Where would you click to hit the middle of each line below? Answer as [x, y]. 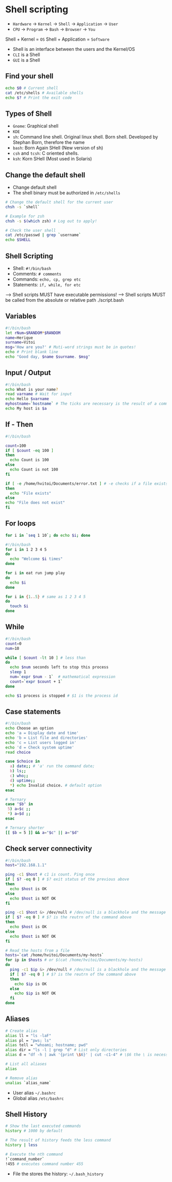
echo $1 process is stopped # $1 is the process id [61, 696]
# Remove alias [21, 1078]
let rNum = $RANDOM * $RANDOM [33, 333]
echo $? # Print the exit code [39, 98]
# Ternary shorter [25, 828]
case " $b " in [19, 804]
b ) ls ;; [18, 771]
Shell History [26, 1114]
